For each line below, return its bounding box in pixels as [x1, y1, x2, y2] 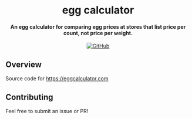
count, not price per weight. [63, 29, 133, 36]
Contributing [5, 92, 53, 102]
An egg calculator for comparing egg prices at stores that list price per [10, 23, 186, 30]
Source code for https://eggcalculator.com [5, 75, 109, 82]
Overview [5, 59, 42, 69]
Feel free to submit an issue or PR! [5, 108, 89, 115]
